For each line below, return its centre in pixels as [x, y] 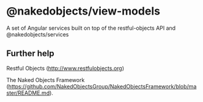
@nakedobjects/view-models [83, 11]
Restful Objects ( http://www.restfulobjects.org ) [65, 68]
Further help [31, 54]
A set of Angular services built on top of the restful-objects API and [91, 28]
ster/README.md [28, 93]
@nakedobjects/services [38, 34]
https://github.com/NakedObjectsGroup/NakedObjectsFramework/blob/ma [102, 86]
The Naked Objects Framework [46, 80]
